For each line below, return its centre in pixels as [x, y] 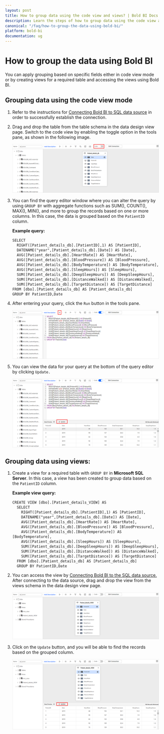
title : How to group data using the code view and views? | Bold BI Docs [82, 15]
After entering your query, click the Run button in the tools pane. [76, 303]
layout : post [18, 10]
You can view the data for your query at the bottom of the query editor [83, 367]
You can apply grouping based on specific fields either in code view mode [80, 74]
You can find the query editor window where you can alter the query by [84, 200]
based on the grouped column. [43, 652]
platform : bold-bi [24, 31]
